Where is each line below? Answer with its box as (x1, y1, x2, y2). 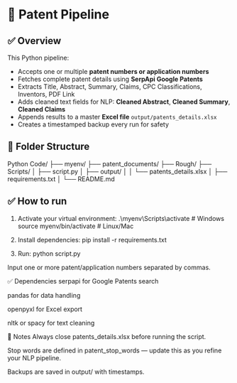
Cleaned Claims (17, 105, 66, 113)
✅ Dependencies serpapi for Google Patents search (7, 276, 159, 285)
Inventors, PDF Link (17, 90, 75, 98)
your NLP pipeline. (7, 353, 62, 362)
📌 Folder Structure (7, 141, 90, 153)
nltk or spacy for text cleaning (7, 318, 95, 327)
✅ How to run (7, 195, 67, 207)
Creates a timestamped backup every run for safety (17, 120, 169, 129)
